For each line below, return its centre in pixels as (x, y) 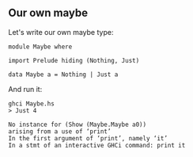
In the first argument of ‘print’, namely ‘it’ (88, 138)
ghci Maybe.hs (32, 103)
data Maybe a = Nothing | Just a (63, 75)
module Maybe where (40, 47)
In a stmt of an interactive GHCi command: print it (97, 145)
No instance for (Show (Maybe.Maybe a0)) (78, 124)
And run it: (25, 89)
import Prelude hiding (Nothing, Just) (74, 60)
